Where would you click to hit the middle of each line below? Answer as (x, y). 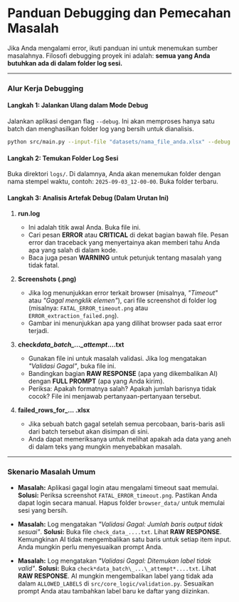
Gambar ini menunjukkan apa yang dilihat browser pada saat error (125, 323)
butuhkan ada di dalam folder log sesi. (65, 63)
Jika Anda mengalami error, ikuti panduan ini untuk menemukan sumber (113, 48)
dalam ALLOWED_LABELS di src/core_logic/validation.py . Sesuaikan (116, 583)
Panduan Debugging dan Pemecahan (119, 13)
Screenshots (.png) (47, 279)
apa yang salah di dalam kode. (73, 250)
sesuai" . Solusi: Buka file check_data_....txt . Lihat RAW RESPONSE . (119, 531)
